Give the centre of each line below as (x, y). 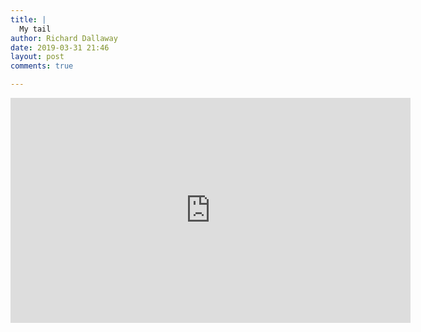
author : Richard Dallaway (64, 38)
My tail (35, 29)
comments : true (42, 66)
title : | (28, 19)
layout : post (37, 57)
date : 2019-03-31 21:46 (60, 47)
